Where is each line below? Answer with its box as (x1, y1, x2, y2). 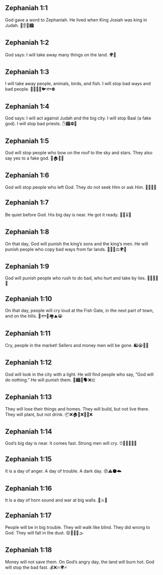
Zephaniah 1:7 (5, 198, 49, 207)
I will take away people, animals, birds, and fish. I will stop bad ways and (5, 81, 151, 87)
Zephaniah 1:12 (5, 358, 52, 367)
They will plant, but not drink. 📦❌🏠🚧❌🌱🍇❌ (5, 411, 93, 417)
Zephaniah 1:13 (5, 393, 52, 401)
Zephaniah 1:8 (5, 228, 49, 236)
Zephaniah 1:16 (5, 484, 52, 492)
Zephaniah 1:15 (5, 455, 52, 463)
